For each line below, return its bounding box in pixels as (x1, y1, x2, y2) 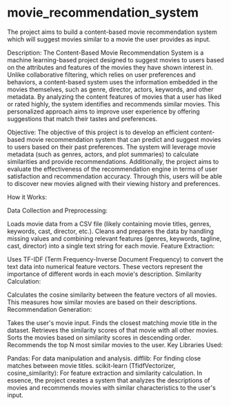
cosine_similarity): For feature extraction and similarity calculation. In (7, 369, 202, 377)
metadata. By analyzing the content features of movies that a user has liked (7, 92, 222, 101)
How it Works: (7, 192, 47, 201)
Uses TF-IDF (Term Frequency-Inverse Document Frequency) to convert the (7, 255, 224, 264)
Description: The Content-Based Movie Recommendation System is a (7, 48, 204, 57)
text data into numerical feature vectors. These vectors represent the (7, 262, 203, 270)
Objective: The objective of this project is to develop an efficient (7, 128, 190, 136)
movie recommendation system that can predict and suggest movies (26, 135, 221, 143)
